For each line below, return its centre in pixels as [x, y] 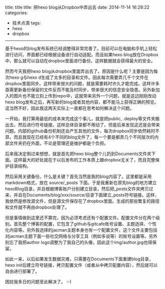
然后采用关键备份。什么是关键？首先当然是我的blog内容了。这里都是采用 [78, 177]
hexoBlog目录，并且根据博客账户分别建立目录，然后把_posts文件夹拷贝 [77, 189]
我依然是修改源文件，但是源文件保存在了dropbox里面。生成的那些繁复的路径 [82, 201]
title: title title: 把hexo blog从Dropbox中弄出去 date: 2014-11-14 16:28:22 [77, 7]
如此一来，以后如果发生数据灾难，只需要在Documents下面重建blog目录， [79, 259]
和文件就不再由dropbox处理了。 [37, 207]
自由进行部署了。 [22, 271]
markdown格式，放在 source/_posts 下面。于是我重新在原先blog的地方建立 [81, 183]
